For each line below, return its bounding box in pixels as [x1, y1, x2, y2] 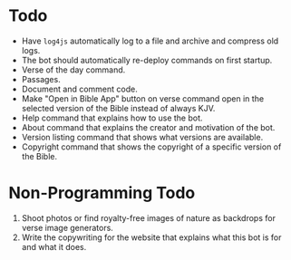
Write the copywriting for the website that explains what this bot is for [21, 232, 282, 243]
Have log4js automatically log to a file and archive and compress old [21, 35, 279, 46]
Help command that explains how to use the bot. [21, 112, 203, 123]
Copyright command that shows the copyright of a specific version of [21, 141, 282, 152]
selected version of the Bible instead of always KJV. [21, 102, 216, 113]
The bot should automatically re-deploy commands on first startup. [21, 54, 273, 65]
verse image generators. [21, 222, 114, 233]
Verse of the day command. [21, 64, 126, 75]
